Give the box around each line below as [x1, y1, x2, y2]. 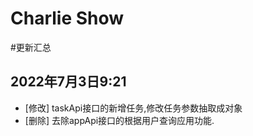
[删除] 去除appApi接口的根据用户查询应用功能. [24, 114, 215, 126]
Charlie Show [10, 7, 125, 30]
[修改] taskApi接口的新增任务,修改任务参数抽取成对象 [24, 102, 243, 114]
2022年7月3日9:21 [10, 73, 127, 91]
